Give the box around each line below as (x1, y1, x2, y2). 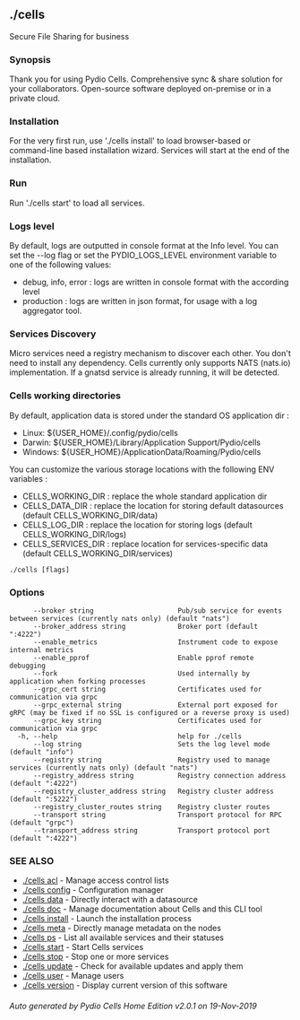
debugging (9, 661, 47, 670)
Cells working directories (9, 389, 122, 402)
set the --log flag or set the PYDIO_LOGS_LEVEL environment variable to (9, 250, 278, 260)
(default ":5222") (9, 794, 78, 804)
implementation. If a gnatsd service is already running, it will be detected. (9, 367, 280, 378)
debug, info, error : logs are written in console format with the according (21, 277, 289, 287)
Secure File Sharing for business (9, 31, 130, 41)
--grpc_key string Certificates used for (32, 716, 262, 725)
